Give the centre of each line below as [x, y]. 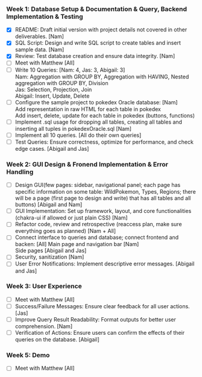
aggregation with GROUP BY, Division [62, 83]
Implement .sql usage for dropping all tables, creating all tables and [99, 122]
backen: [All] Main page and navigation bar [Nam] [77, 244]
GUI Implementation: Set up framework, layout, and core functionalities [103, 211]
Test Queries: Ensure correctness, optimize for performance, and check [104, 142]
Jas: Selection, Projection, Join [53, 89]
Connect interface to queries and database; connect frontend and [97, 238]
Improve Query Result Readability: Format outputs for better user [95, 319]
